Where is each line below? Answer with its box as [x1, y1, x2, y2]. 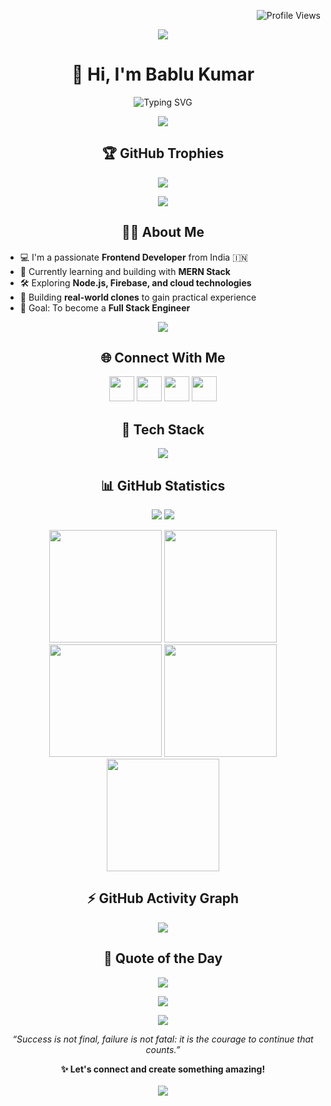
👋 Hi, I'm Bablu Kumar [71, 63, 255, 86]
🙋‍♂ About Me [121, 224, 205, 241]
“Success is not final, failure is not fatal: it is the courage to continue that [12, 1033, 314, 1045]
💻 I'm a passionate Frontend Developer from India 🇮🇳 [19, 251, 248, 263]
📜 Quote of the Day [103, 950, 223, 967]
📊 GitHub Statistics [100, 477, 226, 494]
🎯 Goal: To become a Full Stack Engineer [19, 301, 191, 314]
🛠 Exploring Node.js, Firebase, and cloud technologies [19, 276, 252, 289]
